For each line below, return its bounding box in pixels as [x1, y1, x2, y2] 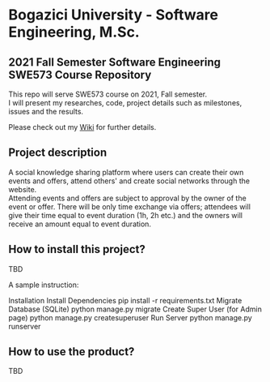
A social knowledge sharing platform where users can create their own [8, 167, 244, 177]
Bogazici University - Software [8, 6, 218, 24]
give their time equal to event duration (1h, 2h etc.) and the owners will [8, 210, 243, 220]
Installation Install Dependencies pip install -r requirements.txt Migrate [8, 295, 243, 305]
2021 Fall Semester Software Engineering [8, 55, 221, 69]
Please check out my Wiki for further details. [8, 122, 157, 131]
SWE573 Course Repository [8, 67, 152, 82]
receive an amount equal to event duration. [8, 219, 152, 229]
